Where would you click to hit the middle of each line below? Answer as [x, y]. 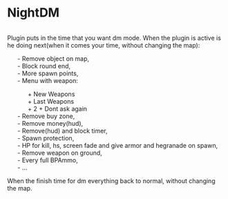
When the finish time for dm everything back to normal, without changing [111, 180]
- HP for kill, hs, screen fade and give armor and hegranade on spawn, [117, 145]
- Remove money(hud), [50, 123]
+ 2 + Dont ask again [57, 108]
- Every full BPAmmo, [47, 160]
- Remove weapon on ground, [59, 153]
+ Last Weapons [51, 101]
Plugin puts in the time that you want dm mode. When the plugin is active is [114, 38]
